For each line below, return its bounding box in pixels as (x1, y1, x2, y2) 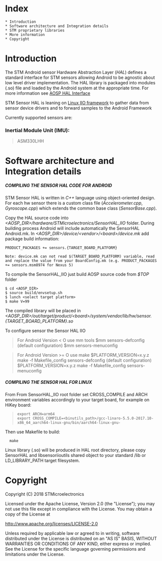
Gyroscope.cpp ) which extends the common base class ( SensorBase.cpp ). (5, 205, 157, 211)
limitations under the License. (5, 551, 65, 558)
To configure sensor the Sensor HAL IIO (5, 328, 86, 334)
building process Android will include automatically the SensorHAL (5, 225, 140, 231)
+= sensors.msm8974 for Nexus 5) (5, 262, 74, 268)
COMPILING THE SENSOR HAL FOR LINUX (5, 379, 92, 385)
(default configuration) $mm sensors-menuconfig (17, 342, 118, 348)
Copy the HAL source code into (5, 215, 69, 221)
